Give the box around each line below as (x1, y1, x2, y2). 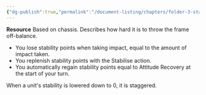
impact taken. (15, 50, 50, 58)
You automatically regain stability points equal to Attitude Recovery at (15, 63, 191, 71)
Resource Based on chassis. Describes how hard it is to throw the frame (6, 26, 189, 33)
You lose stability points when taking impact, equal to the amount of (15, 44, 187, 51)
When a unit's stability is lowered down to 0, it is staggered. (6, 82, 158, 89)
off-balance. (6, 32, 38, 40)
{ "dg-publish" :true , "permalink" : (6, 9, 92, 15)
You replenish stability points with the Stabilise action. (15, 57, 151, 64)
